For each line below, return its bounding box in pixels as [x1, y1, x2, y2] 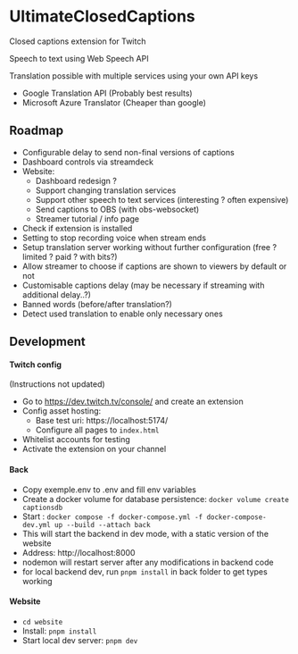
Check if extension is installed [21, 222, 133, 233]
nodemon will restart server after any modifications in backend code [21, 557, 274, 567]
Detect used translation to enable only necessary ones [21, 308, 223, 319]
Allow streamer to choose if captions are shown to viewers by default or [21, 261, 287, 272]
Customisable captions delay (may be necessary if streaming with [21, 280, 265, 290]
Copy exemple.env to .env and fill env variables [21, 484, 196, 495]
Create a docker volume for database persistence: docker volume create [21, 493, 290, 504]
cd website [21, 617, 63, 626]
